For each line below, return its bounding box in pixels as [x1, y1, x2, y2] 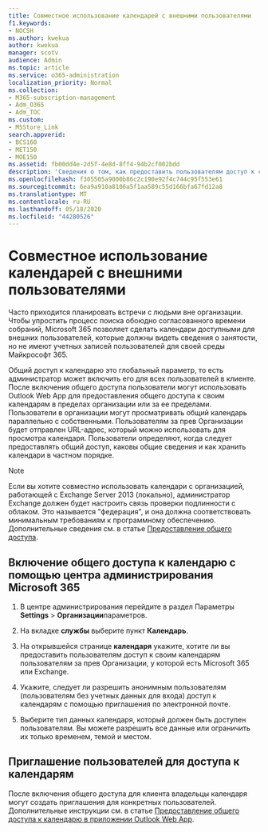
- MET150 [8, 146, 37, 154]
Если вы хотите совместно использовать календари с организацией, [8, 482, 245, 491]
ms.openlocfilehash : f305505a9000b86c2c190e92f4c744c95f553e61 [8, 175, 223, 184]
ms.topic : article [8, 64, 69, 72]
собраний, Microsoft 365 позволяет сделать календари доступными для [8, 325, 255, 334]
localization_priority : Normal [8, 78, 112, 86]
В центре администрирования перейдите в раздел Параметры [19, 602, 235, 611]
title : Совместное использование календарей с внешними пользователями [8, 11, 251, 20]
